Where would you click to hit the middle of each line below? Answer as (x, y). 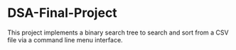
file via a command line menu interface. (65, 39)
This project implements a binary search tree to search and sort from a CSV (118, 32)
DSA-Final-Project (62, 13)
